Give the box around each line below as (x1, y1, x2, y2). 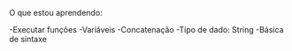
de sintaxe (9, 34, 47, 44)
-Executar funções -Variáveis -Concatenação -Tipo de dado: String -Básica (9, 25, 284, 34)
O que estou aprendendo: (9, 8, 104, 18)
